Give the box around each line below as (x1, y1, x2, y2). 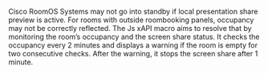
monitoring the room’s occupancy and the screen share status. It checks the (8, 32, 260, 41)
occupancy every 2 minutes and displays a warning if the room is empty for (8, 40, 258, 50)
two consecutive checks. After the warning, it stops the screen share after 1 (8, 49, 258, 58)
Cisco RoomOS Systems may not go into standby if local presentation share (8, 7, 258, 16)
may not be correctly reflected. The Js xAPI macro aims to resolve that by (8, 24, 252, 33)
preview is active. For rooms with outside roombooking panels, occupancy (8, 15, 254, 25)
